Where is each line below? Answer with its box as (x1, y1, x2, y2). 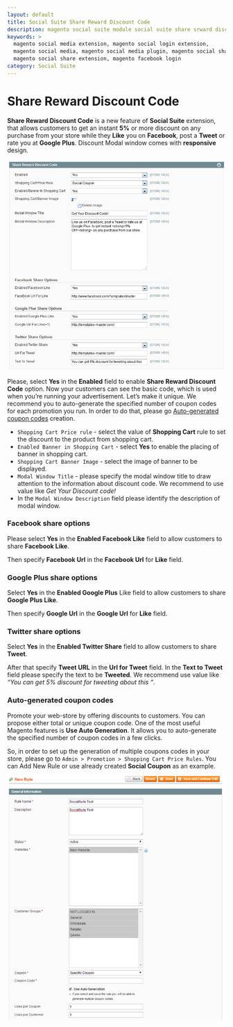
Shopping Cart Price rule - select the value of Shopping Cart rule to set (17, 428, 226, 436)
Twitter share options (7, 626, 81, 636)
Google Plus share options (7, 572, 98, 582)
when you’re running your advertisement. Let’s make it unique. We (7, 391, 196, 400)
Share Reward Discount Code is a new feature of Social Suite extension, (7, 116, 216, 124)
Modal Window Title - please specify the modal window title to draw (17, 471, 212, 480)
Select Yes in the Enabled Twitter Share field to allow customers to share (7, 642, 217, 651)
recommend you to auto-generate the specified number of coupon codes (7, 399, 217, 407)
